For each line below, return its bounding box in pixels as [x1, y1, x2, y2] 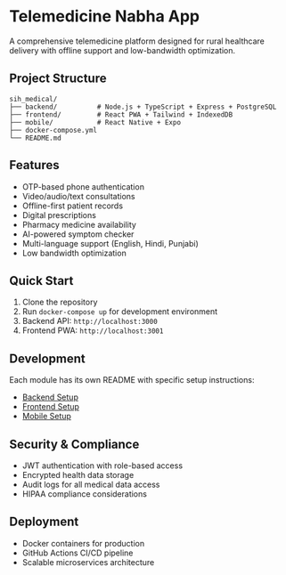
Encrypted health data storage [21, 470, 135, 480]
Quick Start [9, 273, 74, 288]
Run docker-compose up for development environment [21, 306, 218, 317]
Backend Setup [21, 392, 78, 402]
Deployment [9, 514, 79, 530]
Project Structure [9, 71, 107, 86]
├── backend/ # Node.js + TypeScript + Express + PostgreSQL [9, 102, 277, 111]
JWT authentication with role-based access [21, 460, 184, 471]
